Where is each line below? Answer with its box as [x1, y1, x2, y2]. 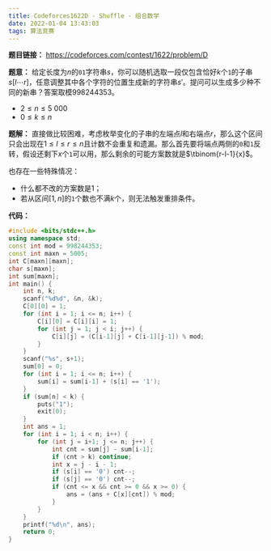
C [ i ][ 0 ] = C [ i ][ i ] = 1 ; [37, 317, 117, 325]
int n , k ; [23, 287, 57, 295]
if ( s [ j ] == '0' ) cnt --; [51, 475, 136, 484]
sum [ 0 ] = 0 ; [23, 362, 63, 371]
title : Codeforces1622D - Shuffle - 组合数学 [8, 11, 160, 20]
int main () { [8, 280, 53, 288]
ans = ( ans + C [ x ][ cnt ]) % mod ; [66, 490, 176, 498]
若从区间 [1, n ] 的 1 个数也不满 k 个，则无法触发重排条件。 [19, 193, 200, 203]
